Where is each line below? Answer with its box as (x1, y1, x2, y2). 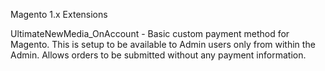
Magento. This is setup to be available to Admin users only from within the (10, 39, 316, 50)
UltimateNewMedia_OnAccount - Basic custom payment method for (10, 28, 290, 39)
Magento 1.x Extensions (10, 9, 108, 20)
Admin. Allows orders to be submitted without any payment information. (10, 49, 307, 61)
